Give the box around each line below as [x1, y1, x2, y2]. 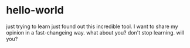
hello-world [6, 4, 65, 17]
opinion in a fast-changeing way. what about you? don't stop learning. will [6, 29, 185, 36]
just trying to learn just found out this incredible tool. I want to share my [6, 23, 178, 30]
